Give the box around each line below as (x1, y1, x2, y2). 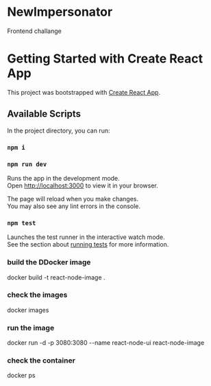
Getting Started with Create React (7, 51, 203, 67)
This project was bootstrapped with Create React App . (7, 88, 161, 96)
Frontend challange (7, 27, 62, 35)
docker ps (7, 372, 36, 380)
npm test (7, 219, 36, 227)
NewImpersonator (7, 4, 113, 20)
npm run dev (7, 160, 47, 168)
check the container (7, 356, 75, 365)
